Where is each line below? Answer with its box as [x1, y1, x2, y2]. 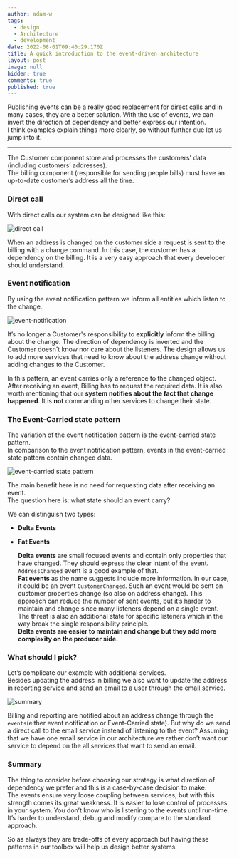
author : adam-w [7, 10, 53, 18]
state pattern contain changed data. [7, 453, 112, 462]
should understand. [7, 261, 65, 269]
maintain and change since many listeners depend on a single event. [17, 604, 219, 613]
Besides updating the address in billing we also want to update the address [7, 676, 228, 685]
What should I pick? [7, 653, 78, 663]
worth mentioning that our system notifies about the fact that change [7, 389, 214, 398]
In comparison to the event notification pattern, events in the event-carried [7, 446, 226, 455]
